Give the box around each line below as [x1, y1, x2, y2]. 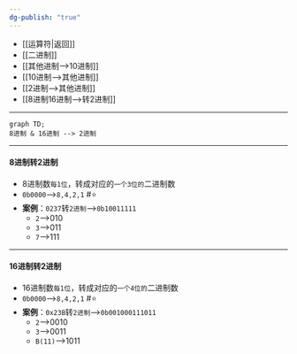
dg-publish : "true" [9, 12, 81, 22]
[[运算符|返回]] [21, 38, 75, 49]
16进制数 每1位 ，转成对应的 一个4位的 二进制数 [21, 282, 179, 293]
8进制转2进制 [9, 157, 58, 168]
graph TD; [9, 119, 46, 128]
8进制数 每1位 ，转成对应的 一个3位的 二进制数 [21, 178, 176, 189]
